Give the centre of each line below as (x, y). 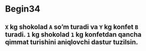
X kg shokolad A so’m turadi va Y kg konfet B (72, 27)
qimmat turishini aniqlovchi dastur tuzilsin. (72, 42)
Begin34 (23, 9)
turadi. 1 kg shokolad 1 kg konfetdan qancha (73, 34)
